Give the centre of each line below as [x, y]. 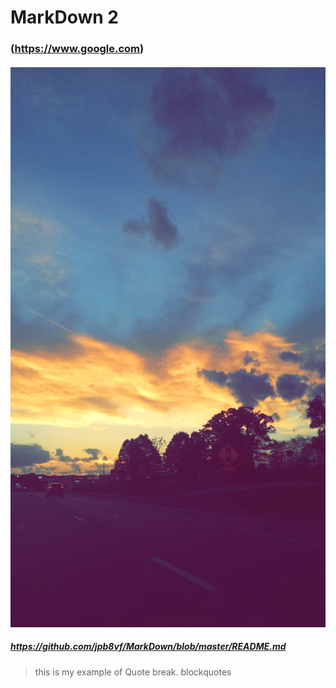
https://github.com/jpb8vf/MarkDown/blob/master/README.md [148, 647]
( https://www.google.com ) [77, 49]
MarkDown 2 [64, 17]
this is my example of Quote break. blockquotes [133, 672]
